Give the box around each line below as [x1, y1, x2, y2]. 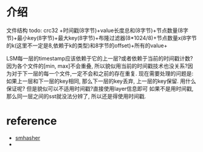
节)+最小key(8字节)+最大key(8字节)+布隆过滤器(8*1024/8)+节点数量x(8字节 [6, 34, 198, 41]
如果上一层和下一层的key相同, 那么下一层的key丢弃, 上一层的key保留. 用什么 [6, 77, 196, 85]
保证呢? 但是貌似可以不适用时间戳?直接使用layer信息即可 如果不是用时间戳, [6, 85, 194, 92]
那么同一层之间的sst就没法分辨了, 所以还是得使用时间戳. [6, 92, 146, 100]
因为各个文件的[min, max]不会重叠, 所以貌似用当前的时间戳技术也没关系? [6, 62, 188, 70]
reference [6, 114, 57, 128]
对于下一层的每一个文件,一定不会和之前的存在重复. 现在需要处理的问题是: [11, 70, 194, 77]
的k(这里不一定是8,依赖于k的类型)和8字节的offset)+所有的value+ [6, 42, 168, 49]
